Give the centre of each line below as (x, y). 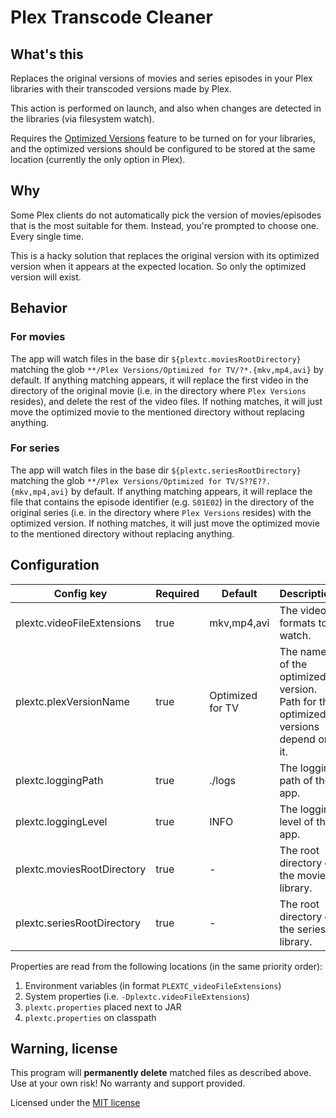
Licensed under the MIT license (75, 1103)
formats (298, 623)
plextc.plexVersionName (72, 701)
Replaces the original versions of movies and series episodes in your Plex (161, 78)
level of (296, 821)
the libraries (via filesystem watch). (82, 119)
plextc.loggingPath (59, 780)
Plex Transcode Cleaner (111, 17)
